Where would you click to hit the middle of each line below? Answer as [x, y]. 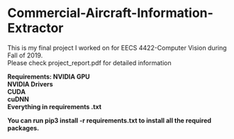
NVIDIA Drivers [30, 84]
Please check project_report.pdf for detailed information [89, 62]
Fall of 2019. [25, 55]
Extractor [35, 28]
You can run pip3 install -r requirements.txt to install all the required [109, 120]
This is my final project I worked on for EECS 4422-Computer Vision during [117, 48]
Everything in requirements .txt [54, 106]
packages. [23, 128]
